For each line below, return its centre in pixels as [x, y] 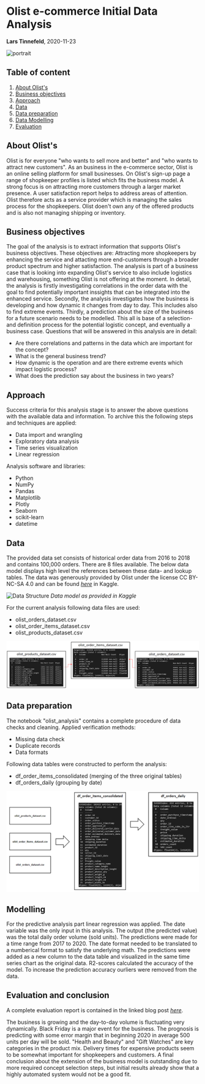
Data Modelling [34, 120]
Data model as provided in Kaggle [93, 596]
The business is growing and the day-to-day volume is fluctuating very [95, 1022]
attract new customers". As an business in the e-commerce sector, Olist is [100, 167]
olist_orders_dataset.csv [46, 620]
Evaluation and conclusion [58, 995]
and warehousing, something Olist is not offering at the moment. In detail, [99, 279]
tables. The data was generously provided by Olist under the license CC [97, 577]
